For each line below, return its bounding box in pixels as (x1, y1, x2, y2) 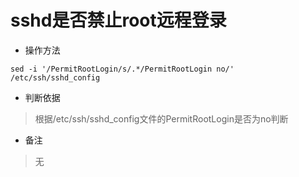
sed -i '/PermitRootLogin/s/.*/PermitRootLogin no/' (10, 64, 235, 74)
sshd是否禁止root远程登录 (10, 9, 227, 32)
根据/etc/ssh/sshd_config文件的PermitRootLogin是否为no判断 (34, 112, 289, 125)
